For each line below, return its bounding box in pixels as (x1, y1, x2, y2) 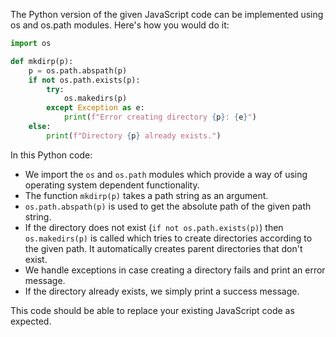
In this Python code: (10, 149, 93, 161)
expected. (10, 315, 52, 327)
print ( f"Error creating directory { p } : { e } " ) (63, 112, 257, 123)
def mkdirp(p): (10, 56, 74, 66)
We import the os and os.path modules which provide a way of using (24, 168, 308, 180)
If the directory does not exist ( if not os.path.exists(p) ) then (24, 221, 284, 233)
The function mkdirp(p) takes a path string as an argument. (24, 189, 269, 201)
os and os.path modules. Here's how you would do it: (10, 19, 230, 31)
